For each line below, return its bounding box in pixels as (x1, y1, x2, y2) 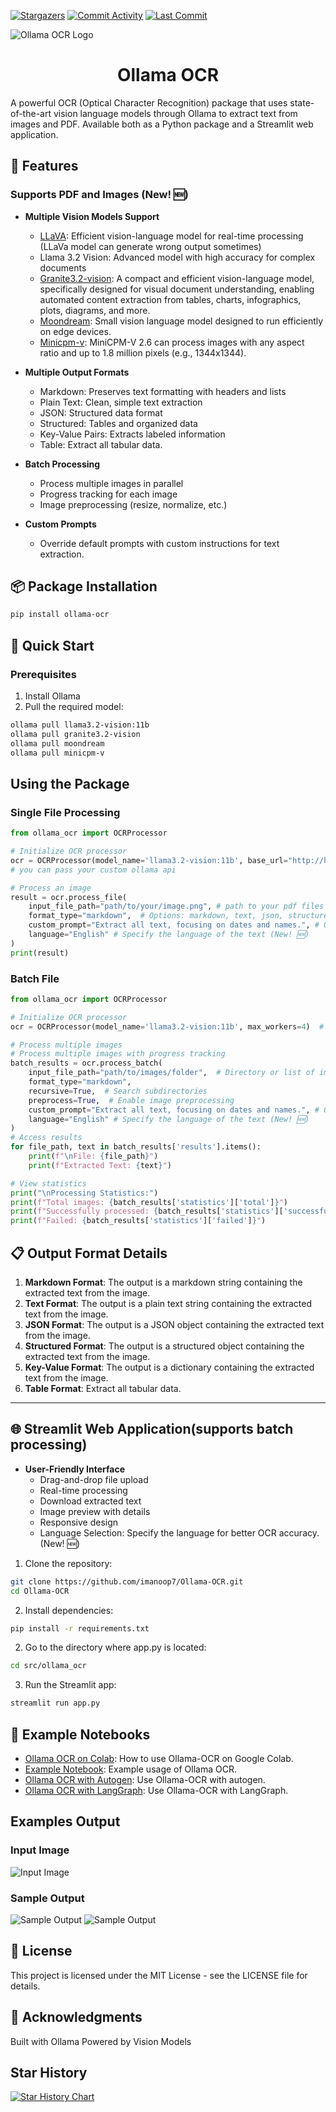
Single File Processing (10, 805, 121, 819)
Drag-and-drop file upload (39, 1473, 149, 1485)
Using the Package (10, 775, 130, 792)
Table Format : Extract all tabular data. (24, 1383, 182, 1395)
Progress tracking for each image (39, 488, 178, 500)
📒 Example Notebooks (10, 1726, 151, 1743)
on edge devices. (39, 325, 112, 337)
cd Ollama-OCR (10, 1586, 70, 1596)
